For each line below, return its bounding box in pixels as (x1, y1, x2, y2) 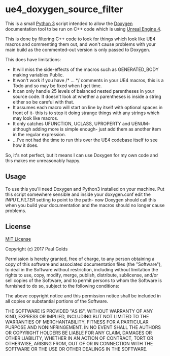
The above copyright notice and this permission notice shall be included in (5, 292, 161, 299)
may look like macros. (12, 115, 58, 121)
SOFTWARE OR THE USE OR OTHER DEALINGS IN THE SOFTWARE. (5, 346, 148, 352)
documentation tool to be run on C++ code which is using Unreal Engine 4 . (5, 26, 161, 32)
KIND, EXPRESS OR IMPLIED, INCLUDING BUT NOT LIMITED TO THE (5, 313, 149, 319)
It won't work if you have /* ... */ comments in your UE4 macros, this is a (12, 77, 164, 83)
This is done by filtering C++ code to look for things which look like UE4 (5, 36, 156, 42)
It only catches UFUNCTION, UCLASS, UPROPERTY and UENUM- (12, 120, 151, 126)
